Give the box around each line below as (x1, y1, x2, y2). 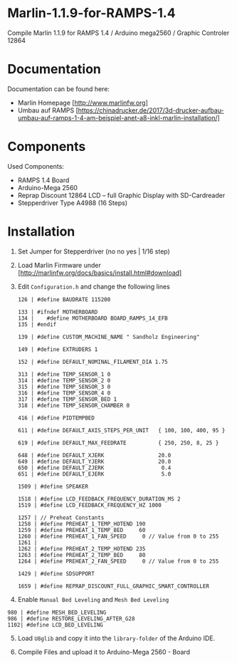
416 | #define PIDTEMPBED (17, 414, 95, 422)
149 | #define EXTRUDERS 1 (17, 345, 98, 353)
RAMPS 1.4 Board (17, 176, 70, 184)
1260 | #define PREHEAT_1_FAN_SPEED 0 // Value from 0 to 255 (17, 533, 219, 540)
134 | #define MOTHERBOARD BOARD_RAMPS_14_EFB (17, 315, 169, 322)
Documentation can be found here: (7, 84, 110, 93)
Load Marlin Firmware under (17, 261, 102, 269)
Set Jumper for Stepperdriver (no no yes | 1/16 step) (17, 247, 171, 256)
